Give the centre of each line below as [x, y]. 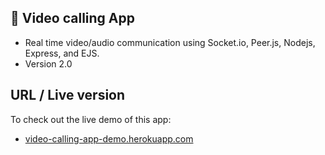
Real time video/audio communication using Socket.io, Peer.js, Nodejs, [170, 42]
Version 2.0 [48, 63]
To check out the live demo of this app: [91, 119]
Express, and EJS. [62, 53]
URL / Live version [68, 95]
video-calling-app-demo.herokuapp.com [109, 138]
